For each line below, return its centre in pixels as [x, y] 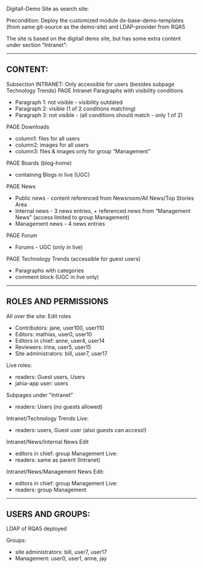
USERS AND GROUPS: [48, 515]
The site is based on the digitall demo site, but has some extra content [94, 38]
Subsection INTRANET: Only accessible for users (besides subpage [90, 84]
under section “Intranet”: [37, 45]
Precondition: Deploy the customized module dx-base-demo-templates [95, 20]
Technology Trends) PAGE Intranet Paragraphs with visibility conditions [95, 91]
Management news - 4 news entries [60, 223]
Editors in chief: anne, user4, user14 [60, 340]
